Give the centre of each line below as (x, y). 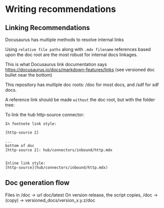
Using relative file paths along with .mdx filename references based (78, 49)
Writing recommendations (61, 9)
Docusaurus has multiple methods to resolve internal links (65, 39)
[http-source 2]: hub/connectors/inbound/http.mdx (59, 150)
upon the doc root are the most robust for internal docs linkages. (72, 54)
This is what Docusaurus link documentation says (56, 64)
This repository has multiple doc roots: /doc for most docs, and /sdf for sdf (82, 84)
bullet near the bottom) (29, 75)
